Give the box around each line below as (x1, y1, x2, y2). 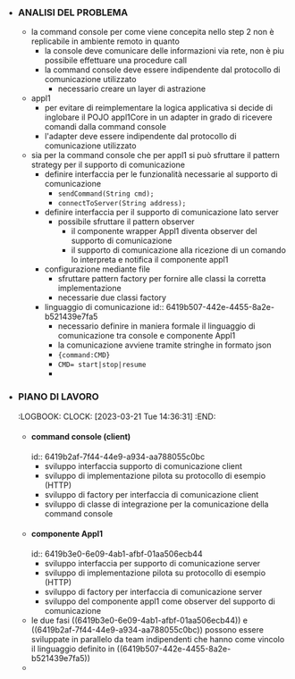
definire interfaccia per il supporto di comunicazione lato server (44, 207, 279, 218)
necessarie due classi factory (57, 292, 167, 303)
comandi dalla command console (44, 122, 167, 132)
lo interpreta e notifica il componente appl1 (71, 255, 229, 265)
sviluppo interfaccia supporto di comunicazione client (44, 460, 243, 471)
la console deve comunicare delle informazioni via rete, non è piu (44, 46, 284, 56)
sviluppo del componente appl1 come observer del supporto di (44, 596, 275, 607)
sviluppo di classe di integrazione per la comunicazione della (44, 499, 269, 509)
